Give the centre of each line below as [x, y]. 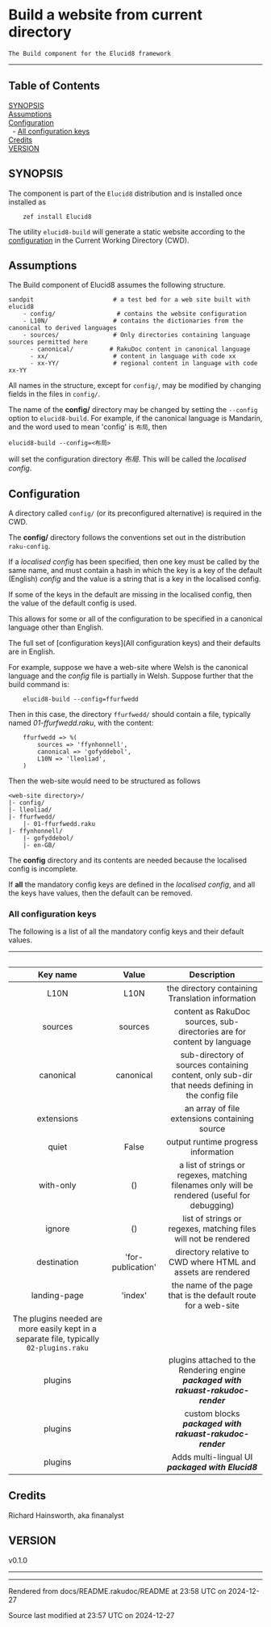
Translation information [212, 998]
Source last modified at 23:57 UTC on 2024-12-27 [92, 1615]
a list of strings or [212, 1165]
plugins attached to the [212, 1359]
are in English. [32, 651]
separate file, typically [57, 1338]
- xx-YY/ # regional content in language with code [144, 364]
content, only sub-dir [212, 1075]
